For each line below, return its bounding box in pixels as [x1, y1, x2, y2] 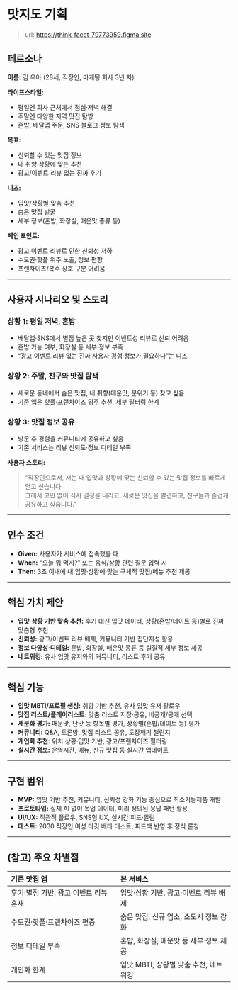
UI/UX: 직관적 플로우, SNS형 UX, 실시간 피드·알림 [17, 813, 156, 822]
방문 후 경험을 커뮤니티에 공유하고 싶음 [17, 434, 124, 443]
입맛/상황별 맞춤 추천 [17, 198, 76, 207]
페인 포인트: [7, 231, 40, 240]
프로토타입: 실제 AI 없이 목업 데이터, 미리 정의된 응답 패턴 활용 [17, 804, 188, 813]
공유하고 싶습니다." [24, 500, 77, 509]
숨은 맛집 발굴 [17, 207, 56, 216]
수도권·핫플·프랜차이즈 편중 [11, 917, 96, 927]
